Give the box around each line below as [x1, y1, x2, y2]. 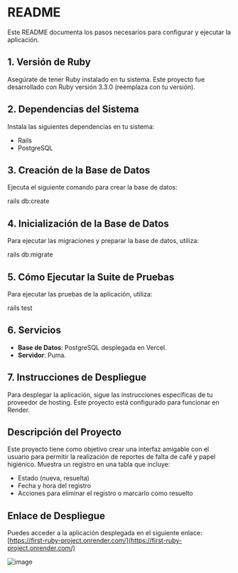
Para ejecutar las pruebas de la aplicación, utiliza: [7, 290, 153, 298]
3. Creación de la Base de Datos [7, 164, 151, 176]
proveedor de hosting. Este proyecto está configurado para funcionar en [7, 398, 220, 406]
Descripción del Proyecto [7, 426, 122, 438]
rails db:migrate [7, 250, 53, 259]
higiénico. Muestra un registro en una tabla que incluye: [7, 460, 171, 469]
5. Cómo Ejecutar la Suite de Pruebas [7, 271, 175, 283]
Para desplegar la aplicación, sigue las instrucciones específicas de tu [7, 390, 213, 399]
